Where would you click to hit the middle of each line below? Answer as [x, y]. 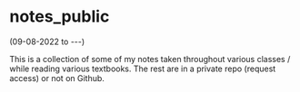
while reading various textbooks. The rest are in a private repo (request [143, 69]
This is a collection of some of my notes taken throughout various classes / [150, 59]
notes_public [60, 17]
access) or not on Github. [57, 78]
